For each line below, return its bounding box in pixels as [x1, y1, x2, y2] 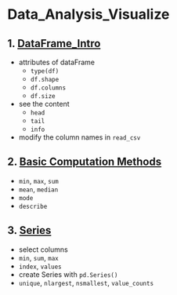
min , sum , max [18, 253, 60, 262]
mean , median [18, 184, 59, 194]
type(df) [30, 67, 60, 75]
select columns [18, 245, 68, 254]
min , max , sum [18, 176, 60, 185]
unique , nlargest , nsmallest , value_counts [18, 278, 154, 287]
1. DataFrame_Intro [7, 37, 101, 50]
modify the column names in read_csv [18, 133, 141, 142]
